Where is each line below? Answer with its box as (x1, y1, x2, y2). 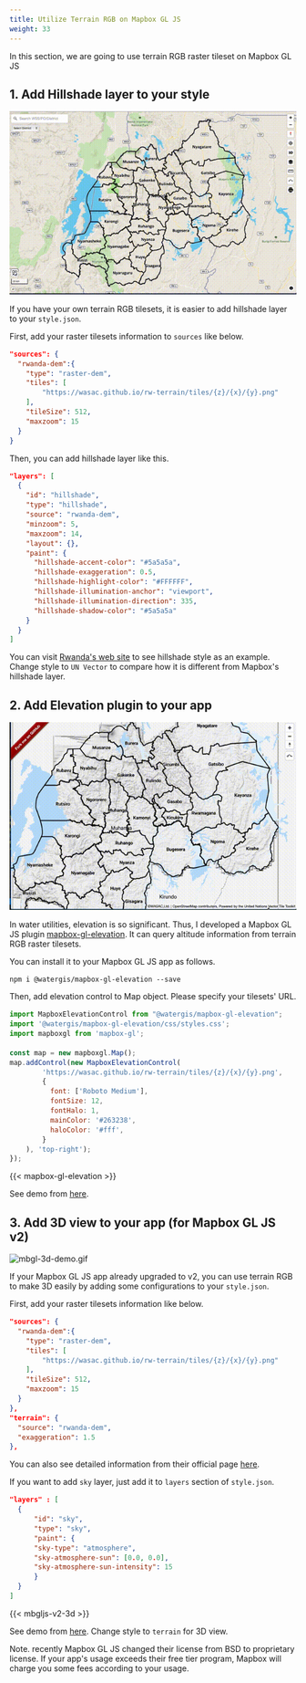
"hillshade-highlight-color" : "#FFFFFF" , (33, 578, 194, 587)
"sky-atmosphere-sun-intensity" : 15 (33, 1563, 173, 1572)
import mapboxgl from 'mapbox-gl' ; (9, 1030, 145, 1039)
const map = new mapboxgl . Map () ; (9, 1048, 137, 1058)
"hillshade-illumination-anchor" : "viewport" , (33, 587, 214, 597)
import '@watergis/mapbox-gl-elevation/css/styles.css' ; (9, 1019, 230, 1029)
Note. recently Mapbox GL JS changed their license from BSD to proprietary (9, 1643, 295, 1654)
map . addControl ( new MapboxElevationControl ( (9, 1058, 181, 1067)
